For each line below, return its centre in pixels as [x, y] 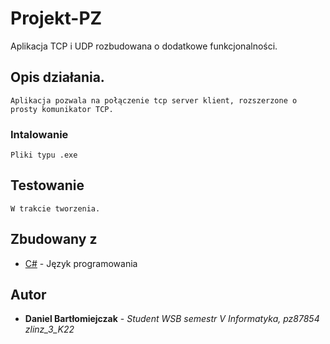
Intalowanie [39, 134]
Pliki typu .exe [44, 155]
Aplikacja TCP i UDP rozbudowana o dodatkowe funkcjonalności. [144, 46]
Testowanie [47, 185]
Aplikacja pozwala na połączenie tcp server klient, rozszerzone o [154, 100]
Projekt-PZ [56, 18]
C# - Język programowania [81, 263]
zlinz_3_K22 [49, 329]
